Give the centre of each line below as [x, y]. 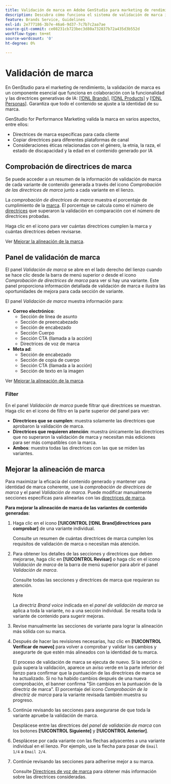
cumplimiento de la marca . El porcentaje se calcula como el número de [79, 205]
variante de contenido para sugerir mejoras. [59, 616]
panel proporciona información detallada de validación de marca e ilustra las [85, 286]
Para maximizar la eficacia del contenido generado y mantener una [76, 482]
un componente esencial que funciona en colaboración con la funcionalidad [85, 93]
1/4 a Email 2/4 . [30, 752]
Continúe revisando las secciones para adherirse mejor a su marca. [83, 761]
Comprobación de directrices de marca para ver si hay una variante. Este [82, 281]
